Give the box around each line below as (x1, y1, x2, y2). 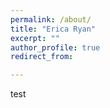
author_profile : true (10, 42, 101, 53)
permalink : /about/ (10, 14, 92, 25)
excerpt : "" (10, 33, 60, 43)
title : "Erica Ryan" (10, 24, 97, 34)
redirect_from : (10, 52, 74, 62)
